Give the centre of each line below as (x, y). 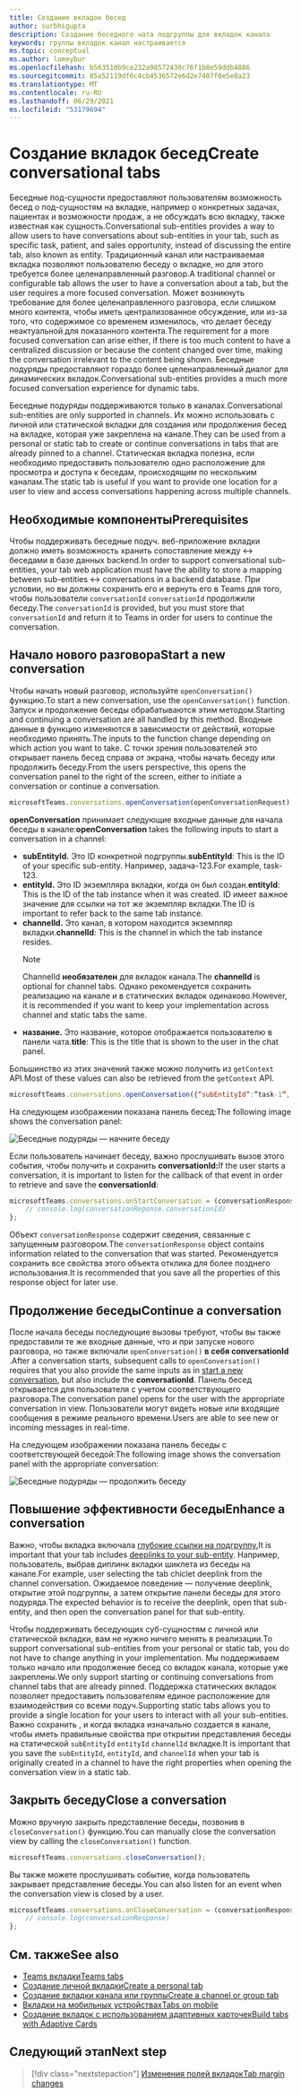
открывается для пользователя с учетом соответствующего (125, 1389)
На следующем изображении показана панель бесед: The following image (150, 1111)
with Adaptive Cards (60, 2023)
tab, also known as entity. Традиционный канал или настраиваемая (137, 255)
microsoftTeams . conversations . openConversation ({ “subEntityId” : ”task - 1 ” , (150, 1094)
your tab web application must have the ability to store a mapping (161, 570)
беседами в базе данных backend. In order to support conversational (138, 560)
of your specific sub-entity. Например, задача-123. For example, (142, 866)
